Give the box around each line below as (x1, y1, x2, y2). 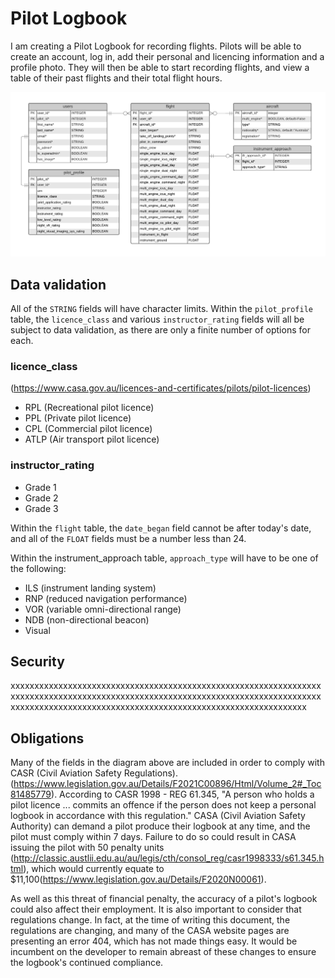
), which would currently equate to (23, 863, 165, 875)
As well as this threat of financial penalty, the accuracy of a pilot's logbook (10, 893, 318, 905)
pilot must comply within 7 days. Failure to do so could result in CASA (10, 831, 297, 843)
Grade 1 (24, 481, 57, 493)
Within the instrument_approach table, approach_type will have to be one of (10, 552, 319, 564)
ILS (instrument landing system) (24, 582, 157, 594)
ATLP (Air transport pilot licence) (24, 433, 160, 446)
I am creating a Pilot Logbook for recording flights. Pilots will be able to (10, 40, 302, 52)
